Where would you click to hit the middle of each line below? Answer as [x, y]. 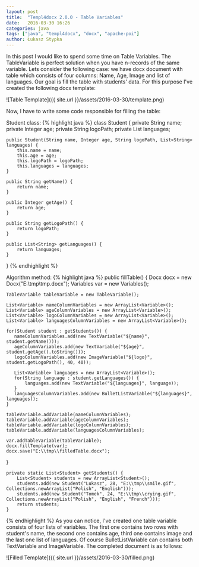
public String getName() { [40, 182]
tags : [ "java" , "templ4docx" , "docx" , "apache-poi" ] [73, 34]
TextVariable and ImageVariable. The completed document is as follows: [94, 546]
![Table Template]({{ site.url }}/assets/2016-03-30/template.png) [85, 100]
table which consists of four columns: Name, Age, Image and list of [88, 75]
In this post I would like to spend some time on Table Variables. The [89, 56]
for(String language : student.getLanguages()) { [77, 378]
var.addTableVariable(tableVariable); [54, 441]
